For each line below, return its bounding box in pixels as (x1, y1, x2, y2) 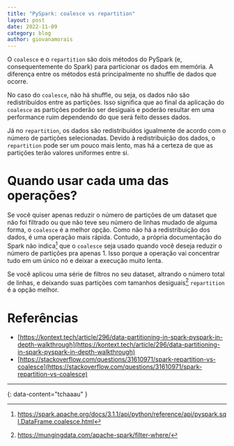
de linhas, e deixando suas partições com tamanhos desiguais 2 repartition (7, 277, 225, 287)
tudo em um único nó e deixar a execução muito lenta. (7, 256, 164, 264)
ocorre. (7, 77, 29, 86)
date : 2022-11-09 (7, 23, 58, 30)
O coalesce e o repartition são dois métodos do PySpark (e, (7, 55, 182, 63)
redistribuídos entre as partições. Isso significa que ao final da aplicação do (7, 98, 225, 106)
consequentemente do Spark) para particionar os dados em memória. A (7, 63, 214, 71)
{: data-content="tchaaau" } (7, 390, 88, 399)
